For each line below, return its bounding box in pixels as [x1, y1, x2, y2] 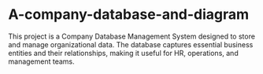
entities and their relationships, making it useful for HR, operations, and [8, 48, 239, 57]
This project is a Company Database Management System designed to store [8, 31, 256, 41]
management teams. [8, 57, 75, 66]
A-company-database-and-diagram [8, 6, 250, 24]
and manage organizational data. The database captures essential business [8, 39, 254, 49]
